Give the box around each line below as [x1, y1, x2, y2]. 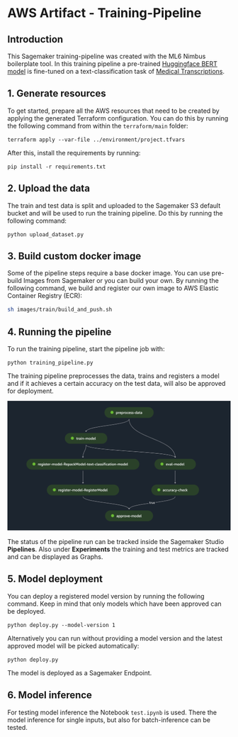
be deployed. [7, 606, 46, 615]
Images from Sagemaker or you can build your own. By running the [23, 277, 220, 285]
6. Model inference [7, 689, 92, 702]
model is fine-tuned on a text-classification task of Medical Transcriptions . [7, 67, 225, 75]
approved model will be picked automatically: [7, 641, 140, 650]
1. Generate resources [7, 87, 106, 100]
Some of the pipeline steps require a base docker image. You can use [7, 269, 210, 277]
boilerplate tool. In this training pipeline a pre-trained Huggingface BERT [7, 60, 218, 68]
